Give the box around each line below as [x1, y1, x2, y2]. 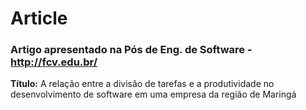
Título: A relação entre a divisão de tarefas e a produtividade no [10, 78, 275, 90]
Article [10, 7, 68, 30]
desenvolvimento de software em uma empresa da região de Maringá [10, 88, 297, 101]
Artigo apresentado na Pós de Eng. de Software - [10, 43, 253, 57]
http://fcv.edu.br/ [10, 55, 98, 69]
